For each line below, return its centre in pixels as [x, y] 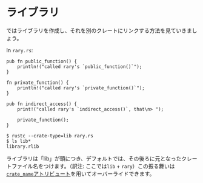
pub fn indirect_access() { [42, 104]
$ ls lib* [19, 141]
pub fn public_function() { [42, 61]
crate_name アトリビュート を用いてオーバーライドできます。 [81, 173]
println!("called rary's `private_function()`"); [81, 88]
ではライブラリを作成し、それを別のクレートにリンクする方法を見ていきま [99, 30]
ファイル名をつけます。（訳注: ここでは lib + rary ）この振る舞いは [93, 166]
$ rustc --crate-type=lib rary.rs [50, 136]
